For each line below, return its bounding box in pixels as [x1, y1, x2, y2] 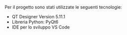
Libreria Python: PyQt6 [11, 19, 59, 25]
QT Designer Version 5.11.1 [11, 14, 65, 19]
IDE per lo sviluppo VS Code [11, 24, 70, 30]
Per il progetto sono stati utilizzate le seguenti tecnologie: [4, 4, 122, 10]
